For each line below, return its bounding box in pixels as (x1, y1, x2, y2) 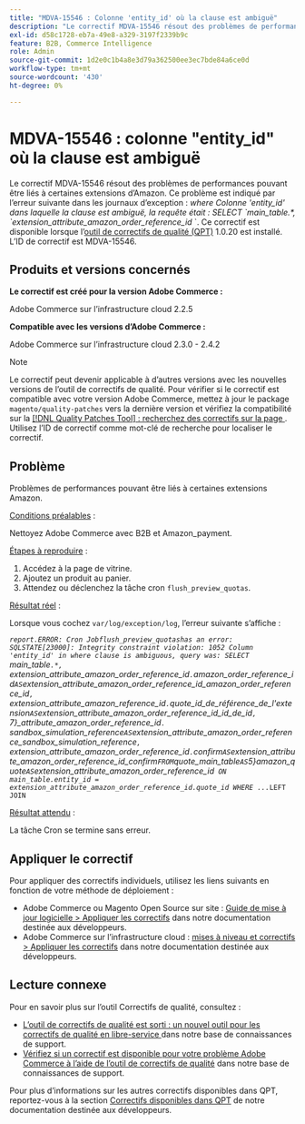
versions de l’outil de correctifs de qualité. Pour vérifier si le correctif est (9, 384, 280, 395)
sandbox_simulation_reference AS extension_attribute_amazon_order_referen (9, 727, 293, 738)
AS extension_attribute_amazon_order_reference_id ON (25, 765, 227, 776)
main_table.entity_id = (9, 775, 100, 785)
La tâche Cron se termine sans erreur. (9, 825, 152, 835)
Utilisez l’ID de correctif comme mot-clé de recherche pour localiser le (9, 422, 272, 433)
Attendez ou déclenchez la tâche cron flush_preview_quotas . (22, 582, 251, 593)
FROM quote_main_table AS (157, 756, 249, 767)
